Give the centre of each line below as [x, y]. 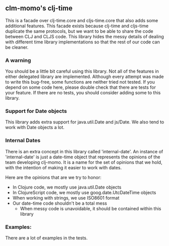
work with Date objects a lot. [35, 128]
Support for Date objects [36, 111]
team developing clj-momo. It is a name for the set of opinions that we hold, [84, 162]
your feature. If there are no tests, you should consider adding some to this [83, 93]
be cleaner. [17, 47]
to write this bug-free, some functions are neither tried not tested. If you [80, 82]
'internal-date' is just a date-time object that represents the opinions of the [83, 157]
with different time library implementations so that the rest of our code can [82, 42]
